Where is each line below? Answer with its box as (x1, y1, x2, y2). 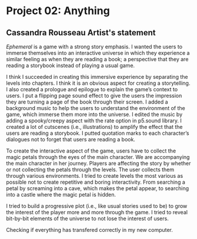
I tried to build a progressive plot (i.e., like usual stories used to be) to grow (6, 203, 188, 210)
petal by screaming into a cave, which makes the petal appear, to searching (6, 185, 189, 192)
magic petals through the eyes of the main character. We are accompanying (6, 154, 190, 160)
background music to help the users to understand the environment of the (6, 105, 185, 111)
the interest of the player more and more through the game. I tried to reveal (6, 209, 188, 215)
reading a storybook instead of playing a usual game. (6, 62, 135, 69)
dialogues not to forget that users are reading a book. (6, 136, 135, 142)
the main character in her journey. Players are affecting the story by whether (6, 160, 191, 167)
